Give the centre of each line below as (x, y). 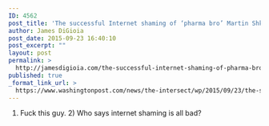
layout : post (30, 53)
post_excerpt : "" (37, 46)
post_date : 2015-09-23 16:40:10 (62, 38)
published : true (35, 75)
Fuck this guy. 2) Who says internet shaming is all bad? (110, 113)
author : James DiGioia (46, 30)
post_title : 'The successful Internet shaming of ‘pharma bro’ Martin (128, 23)
